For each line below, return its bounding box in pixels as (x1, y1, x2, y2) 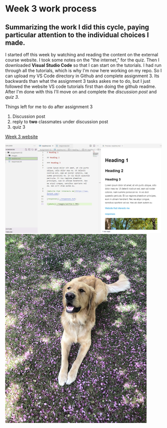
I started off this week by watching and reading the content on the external (5, 52, 158, 57)
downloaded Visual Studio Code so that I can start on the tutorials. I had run (5, 62, 162, 68)
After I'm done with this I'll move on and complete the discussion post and (5, 89, 157, 95)
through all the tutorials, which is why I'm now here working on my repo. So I (5, 68, 162, 73)
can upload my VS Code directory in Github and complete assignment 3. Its (5, 73, 160, 79)
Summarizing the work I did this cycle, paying (5, 23, 149, 31)
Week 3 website (5, 134, 38, 140)
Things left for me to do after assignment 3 (5, 104, 93, 110)
